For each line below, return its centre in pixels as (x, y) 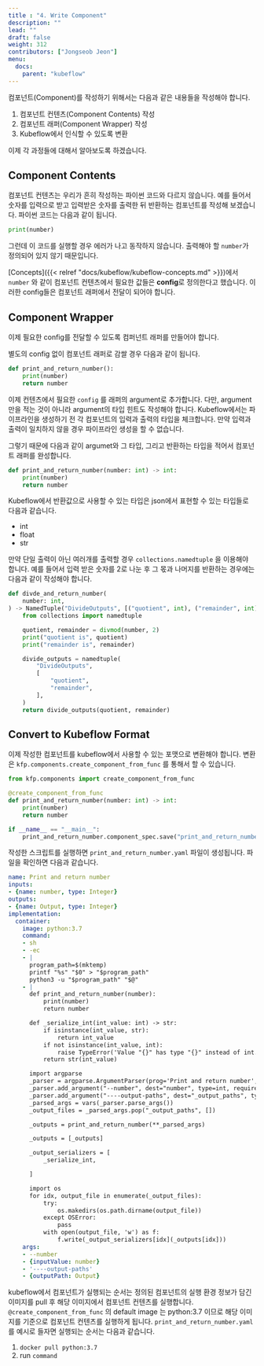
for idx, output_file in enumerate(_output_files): (115, 1195)
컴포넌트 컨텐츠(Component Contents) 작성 (87, 114)
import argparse (55, 1074)
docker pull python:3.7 (59, 1348)
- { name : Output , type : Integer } (63, 906)
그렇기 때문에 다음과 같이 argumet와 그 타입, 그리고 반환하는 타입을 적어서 (121, 446)
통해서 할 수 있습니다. (203, 764)
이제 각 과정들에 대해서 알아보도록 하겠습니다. (77, 150)
